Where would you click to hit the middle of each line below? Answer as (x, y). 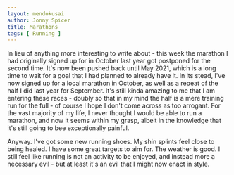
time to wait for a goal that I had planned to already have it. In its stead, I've (116, 76)
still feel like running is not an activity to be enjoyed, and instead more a (111, 157)
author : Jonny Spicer (39, 20)
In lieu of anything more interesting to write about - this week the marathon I (118, 53)
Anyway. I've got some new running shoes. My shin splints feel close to (111, 142)
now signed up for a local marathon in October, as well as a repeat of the (113, 83)
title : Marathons (33, 27)
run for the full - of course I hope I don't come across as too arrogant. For (114, 105)
